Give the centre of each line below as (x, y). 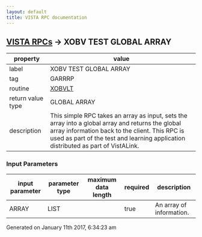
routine (19, 89)
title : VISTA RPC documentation (47, 17)
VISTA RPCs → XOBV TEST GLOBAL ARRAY (89, 42)
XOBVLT (62, 89)
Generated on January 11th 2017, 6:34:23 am (61, 227)
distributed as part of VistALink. (95, 146)
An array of (171, 204)
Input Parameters (32, 164)
